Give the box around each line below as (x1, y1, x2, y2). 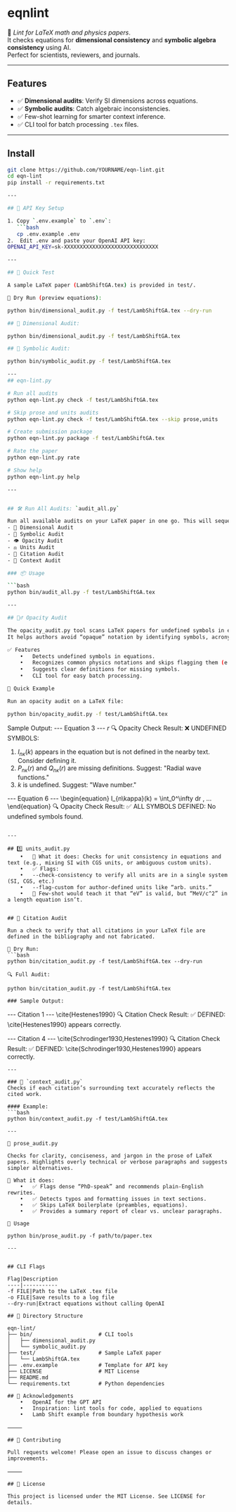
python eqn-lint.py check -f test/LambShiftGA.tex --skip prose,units (7, 415, 218, 423)
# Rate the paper (7, 448, 58, 455)
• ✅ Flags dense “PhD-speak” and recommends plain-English (20, 1183, 204, 1190)
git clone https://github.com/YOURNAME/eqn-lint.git (7, 166, 165, 173)
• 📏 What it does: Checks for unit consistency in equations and (20, 853, 221, 860)
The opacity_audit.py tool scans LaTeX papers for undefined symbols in (7, 626, 225, 634)
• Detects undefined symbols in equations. (20, 653, 156, 660)
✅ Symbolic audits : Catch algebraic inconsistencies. (17, 104, 171, 113)
